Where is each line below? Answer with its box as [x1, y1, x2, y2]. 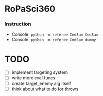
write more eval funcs [11, 75, 55, 81]
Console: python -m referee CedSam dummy [11, 37, 96, 42]
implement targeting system [11, 69, 68, 75]
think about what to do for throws [11, 86, 79, 92]
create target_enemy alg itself [11, 81, 71, 86]
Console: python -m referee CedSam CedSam [11, 31, 98, 37]
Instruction [4, 21, 32, 27]
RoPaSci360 [4, 3, 55, 14]
